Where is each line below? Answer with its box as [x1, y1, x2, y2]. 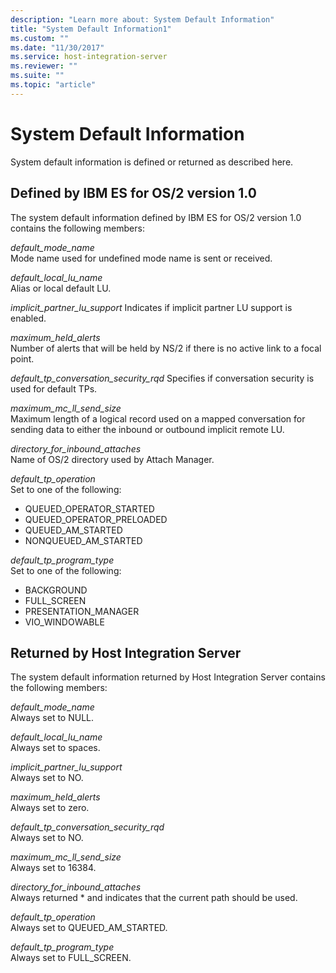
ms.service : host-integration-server [10, 52, 168, 62]
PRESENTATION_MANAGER [24, 605, 140, 617]
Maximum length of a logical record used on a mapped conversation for [10, 412, 306, 425]
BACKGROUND [24, 584, 88, 596]
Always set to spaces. [10, 742, 101, 754]
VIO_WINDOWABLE [24, 616, 105, 628]
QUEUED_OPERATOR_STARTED [24, 502, 155, 515]
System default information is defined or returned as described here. [10, 156, 294, 168]
